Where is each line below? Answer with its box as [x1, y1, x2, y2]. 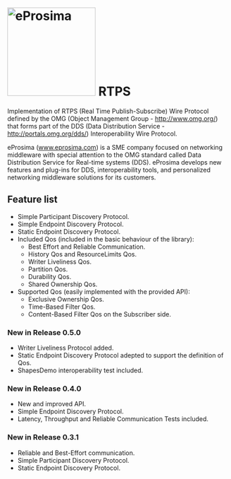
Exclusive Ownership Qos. [27, 295, 104, 303]
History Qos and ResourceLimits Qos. [27, 249, 137, 258]
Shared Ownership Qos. [27, 280, 98, 288]
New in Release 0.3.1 [7, 432, 80, 442]
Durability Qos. [27, 272, 72, 280]
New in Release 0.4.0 [7, 384, 82, 394]
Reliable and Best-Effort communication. [17, 449, 135, 457]
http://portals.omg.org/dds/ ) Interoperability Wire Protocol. [7, 129, 177, 138]
